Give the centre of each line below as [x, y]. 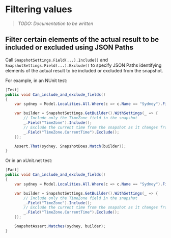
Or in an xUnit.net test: [29, 161]
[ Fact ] [12, 170]
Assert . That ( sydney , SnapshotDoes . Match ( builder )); [70, 146]
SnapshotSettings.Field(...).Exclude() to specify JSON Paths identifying [83, 65]
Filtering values [39, 9]
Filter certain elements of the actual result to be [82, 39]
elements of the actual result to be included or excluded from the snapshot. [84, 70]
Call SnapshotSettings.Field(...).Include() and [57, 60]
